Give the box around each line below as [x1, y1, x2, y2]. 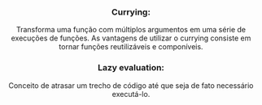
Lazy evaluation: [97, 62, 165, 73]
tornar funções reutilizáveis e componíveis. [59, 42, 203, 52]
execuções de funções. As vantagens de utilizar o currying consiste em [11, 33, 251, 43]
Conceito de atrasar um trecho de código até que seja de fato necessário [8, 80, 254, 90]
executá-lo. [111, 89, 151, 99]
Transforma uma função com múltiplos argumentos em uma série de [15, 25, 247, 35]
